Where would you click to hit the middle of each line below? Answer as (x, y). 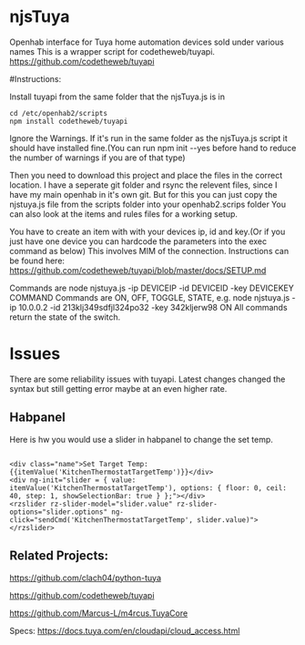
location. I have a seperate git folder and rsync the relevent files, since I (143, 185)
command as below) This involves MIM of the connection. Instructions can (149, 251)
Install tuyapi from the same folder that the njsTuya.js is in (117, 97)
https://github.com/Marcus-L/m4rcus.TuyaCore (99, 613)
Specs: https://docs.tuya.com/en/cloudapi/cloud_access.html (125, 630)
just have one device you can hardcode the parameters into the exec (138, 241)
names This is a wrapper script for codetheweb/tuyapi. (112, 51)
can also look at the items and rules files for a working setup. (124, 214)
